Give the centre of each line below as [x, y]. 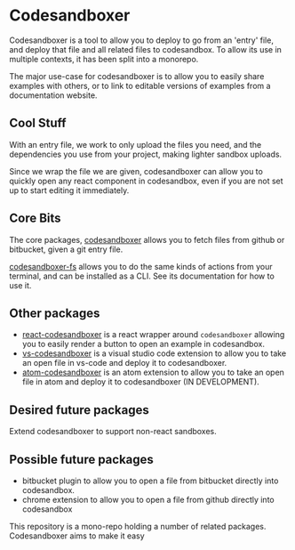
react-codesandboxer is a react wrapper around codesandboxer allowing [153, 335]
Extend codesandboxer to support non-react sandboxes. [113, 432]
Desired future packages [79, 410]
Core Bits [35, 218]
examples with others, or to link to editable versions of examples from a [140, 85]
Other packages [55, 313]
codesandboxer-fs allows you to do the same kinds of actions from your [141, 266]
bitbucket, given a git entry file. [66, 249]
